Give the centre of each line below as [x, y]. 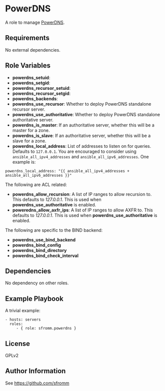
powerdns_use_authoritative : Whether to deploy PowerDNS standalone [86, 114]
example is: [24, 162]
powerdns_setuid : [31, 77]
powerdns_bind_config [36, 245]
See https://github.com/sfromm [37, 383]
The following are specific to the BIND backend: [54, 230]
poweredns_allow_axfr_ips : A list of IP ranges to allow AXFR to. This [82, 210]
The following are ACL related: [36, 185]
